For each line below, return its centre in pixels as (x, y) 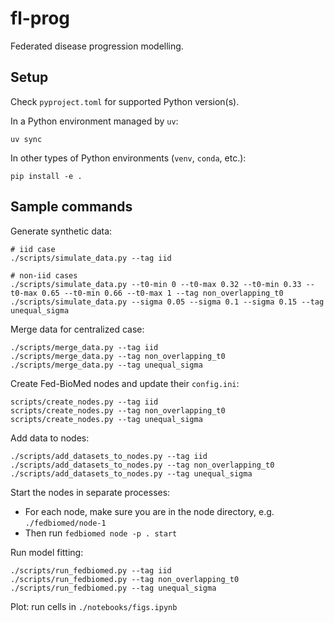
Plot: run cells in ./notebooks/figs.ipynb (94, 606)
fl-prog (40, 18)
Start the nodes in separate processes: (90, 492)
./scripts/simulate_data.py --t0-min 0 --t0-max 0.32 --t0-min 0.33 (156, 284)
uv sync (26, 139)
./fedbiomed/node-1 (65, 523)
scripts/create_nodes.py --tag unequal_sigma (106, 419)
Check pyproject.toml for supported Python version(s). (125, 101)
